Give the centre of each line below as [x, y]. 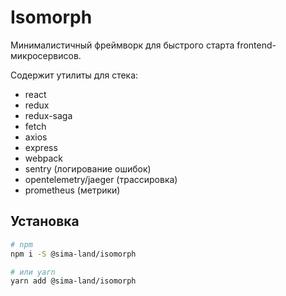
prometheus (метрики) [72, 190]
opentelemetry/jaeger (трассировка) [101, 179]
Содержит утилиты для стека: [74, 75]
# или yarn [33, 272]
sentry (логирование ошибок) [88, 168]
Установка [45, 221]
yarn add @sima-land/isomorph [73, 281]
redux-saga [48, 115]
